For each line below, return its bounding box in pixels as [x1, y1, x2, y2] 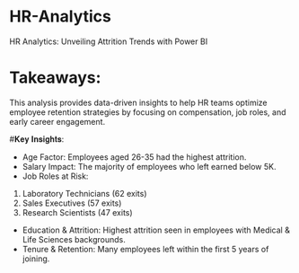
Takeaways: [9, 67, 101, 88]
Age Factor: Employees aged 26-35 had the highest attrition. [22, 151, 247, 163]
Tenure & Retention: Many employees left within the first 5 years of [22, 243, 269, 254]
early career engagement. [9, 116, 106, 127]
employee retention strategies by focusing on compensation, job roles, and [9, 106, 286, 118]
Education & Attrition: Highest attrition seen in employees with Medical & [22, 225, 290, 235]
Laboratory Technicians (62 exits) [22, 188, 147, 198]
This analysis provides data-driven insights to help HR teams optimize [9, 97, 268, 108]
